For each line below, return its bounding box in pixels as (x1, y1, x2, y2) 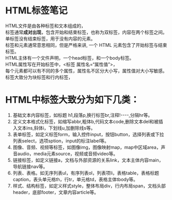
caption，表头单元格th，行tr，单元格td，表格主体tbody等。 (12, 176, 138, 183)
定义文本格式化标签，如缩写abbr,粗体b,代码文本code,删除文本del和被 (12, 118, 159, 124)
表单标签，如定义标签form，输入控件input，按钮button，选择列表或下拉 (12, 131, 164, 137)
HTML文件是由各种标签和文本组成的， (5, 23, 86, 29)
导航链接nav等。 (12, 163, 48, 170)
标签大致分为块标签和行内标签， (5, 74, 73, 80)
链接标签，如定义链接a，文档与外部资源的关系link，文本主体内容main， (12, 157, 164, 163)
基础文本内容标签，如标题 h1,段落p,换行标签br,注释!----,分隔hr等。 (12, 112, 153, 118)
